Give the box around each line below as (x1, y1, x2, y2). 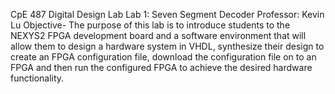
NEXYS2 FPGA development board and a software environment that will (10, 30, 307, 41)
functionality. (10, 72, 65, 84)
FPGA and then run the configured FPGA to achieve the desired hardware (10, 62, 313, 73)
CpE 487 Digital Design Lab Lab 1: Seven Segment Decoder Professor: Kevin (10, 9, 325, 20)
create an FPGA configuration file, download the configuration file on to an (10, 51, 317, 63)
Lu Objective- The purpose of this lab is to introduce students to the (10, 19, 291, 31)
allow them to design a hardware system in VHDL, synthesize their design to (10, 40, 325, 52)
